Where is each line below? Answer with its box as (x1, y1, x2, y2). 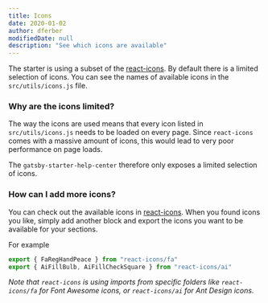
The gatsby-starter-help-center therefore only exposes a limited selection (8, 160, 258, 170)
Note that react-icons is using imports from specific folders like (8, 277, 220, 287)
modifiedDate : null (8, 34, 74, 43)
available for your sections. (8, 224, 98, 234)
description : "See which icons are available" (8, 42, 167, 50)
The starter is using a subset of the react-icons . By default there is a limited (8, 63, 259, 73)
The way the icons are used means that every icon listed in (8, 119, 204, 129)
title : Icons (8, 11, 52, 20)
